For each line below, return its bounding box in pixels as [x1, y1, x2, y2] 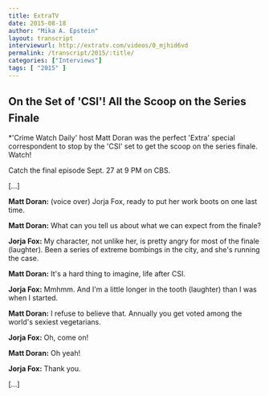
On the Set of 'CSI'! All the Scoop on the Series [8, 95, 247, 108]
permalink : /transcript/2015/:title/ [8, 49, 135, 57]
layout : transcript [8, 34, 74, 43]
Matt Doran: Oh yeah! [8, 348, 81, 357]
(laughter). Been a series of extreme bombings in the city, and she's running [8, 244, 260, 254]
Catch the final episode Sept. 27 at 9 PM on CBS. [8, 165, 171, 175]
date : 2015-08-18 [8, 19, 67, 27]
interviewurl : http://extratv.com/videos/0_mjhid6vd [8, 42, 189, 50]
